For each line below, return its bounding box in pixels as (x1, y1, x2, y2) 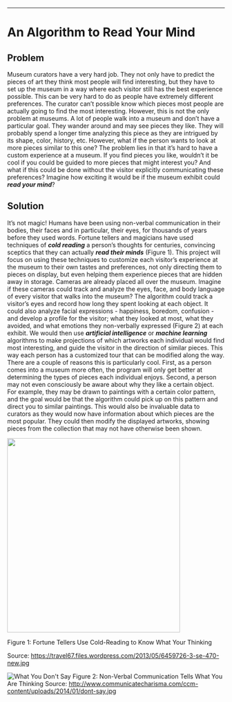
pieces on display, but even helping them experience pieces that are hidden (7, 270, 223, 278)
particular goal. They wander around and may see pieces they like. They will (7, 122, 224, 130)
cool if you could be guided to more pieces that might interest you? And (7, 158, 211, 167)
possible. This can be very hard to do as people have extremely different (7, 93, 214, 100)
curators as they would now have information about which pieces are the (7, 409, 215, 418)
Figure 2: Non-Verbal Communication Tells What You (72, 672, 223, 681)
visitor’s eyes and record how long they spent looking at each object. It (7, 299, 209, 307)
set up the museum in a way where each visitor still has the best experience (7, 85, 223, 93)
